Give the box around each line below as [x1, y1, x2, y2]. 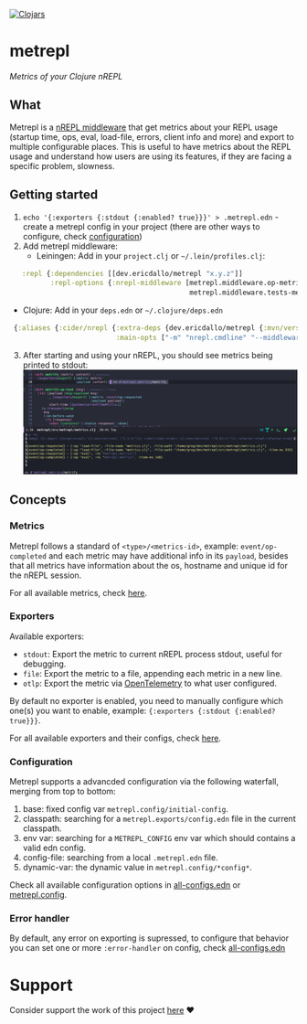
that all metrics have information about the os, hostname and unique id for [9, 560, 288, 571]
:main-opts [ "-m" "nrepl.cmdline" [115, 334, 248, 343]
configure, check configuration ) [22, 230, 143, 241]
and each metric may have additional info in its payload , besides [48, 549, 289, 561]
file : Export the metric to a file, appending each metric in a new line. [22, 667, 283, 678]
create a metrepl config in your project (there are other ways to [22, 220, 260, 232]
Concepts [9, 492, 67, 507]
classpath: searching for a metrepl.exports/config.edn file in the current [22, 814, 296, 825]
